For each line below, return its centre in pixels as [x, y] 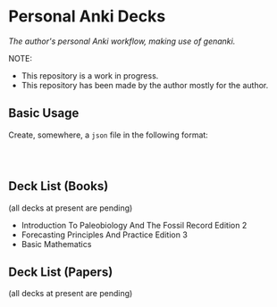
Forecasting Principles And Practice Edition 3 [105, 235]
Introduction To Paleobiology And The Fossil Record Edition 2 [134, 225]
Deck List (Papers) [61, 272]
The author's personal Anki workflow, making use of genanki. [122, 41]
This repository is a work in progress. [90, 75]
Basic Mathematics [56, 244]
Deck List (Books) [59, 186]
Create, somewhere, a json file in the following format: [109, 135]
